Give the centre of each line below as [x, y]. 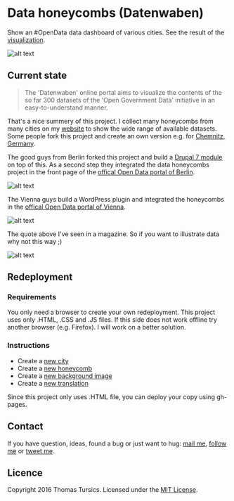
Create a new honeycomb [55, 368]
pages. [17, 404]
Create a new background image [65, 376]
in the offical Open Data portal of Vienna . [67, 207]
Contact [25, 427]
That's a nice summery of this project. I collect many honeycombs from [111, 121]
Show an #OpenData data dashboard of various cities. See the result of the [116, 32]
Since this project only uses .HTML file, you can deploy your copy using [111, 397]
